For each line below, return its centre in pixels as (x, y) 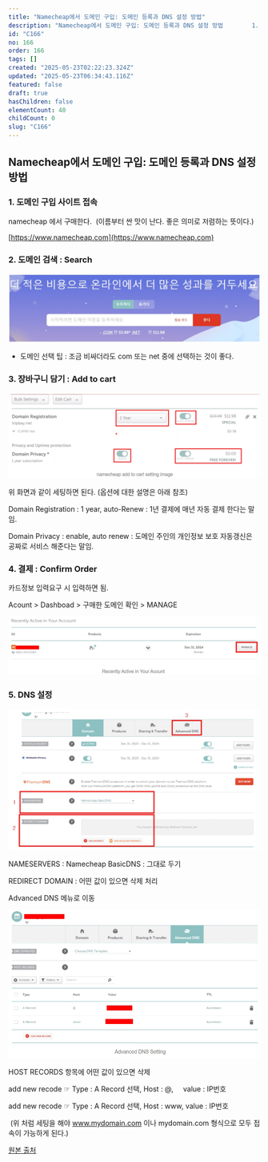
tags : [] (23, 59)
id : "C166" (26, 34)
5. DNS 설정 (30, 695)
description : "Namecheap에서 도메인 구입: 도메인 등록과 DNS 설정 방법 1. (134, 25)
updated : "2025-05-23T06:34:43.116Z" (71, 76)
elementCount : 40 (37, 110)
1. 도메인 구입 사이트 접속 (53, 202)
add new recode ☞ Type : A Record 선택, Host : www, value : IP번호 (119, 1106)
